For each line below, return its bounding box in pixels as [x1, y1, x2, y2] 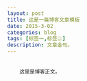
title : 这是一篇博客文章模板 [7, 16, 80, 23]
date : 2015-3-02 [7, 22, 53, 29]
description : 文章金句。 [7, 42, 73, 48]
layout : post [7, 10, 45, 17]
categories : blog [7, 29, 57, 36]
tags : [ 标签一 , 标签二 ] [7, 35, 66, 42]
